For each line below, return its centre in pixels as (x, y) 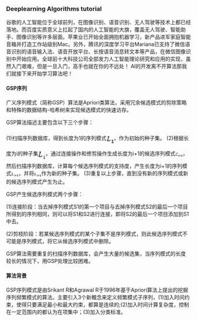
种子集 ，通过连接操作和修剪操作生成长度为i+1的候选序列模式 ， (105, 153)
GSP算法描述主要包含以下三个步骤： (50, 122)
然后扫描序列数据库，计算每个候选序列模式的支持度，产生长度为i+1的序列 (94, 166)
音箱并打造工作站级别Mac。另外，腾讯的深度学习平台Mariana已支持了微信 (96, 44)
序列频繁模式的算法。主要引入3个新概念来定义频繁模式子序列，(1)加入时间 (95, 297)
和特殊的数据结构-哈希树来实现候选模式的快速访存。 (69, 110)
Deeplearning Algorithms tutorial (54, 9)
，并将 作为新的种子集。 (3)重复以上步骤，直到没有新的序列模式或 (101, 173)
